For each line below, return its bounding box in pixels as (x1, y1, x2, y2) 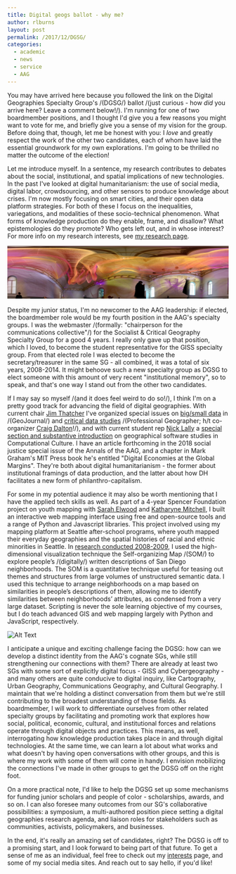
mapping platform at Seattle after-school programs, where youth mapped (7, 527, 220, 536)
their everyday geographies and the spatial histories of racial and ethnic (7, 535, 216, 543)
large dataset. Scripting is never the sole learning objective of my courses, (7, 602, 223, 610)
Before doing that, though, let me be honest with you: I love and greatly (7, 128, 213, 137)
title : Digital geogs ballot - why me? (7, 11, 124, 18)
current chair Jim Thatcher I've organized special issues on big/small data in (7, 409, 228, 417)
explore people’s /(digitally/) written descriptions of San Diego (7, 557, 186, 566)
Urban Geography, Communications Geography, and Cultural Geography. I (7, 681, 223, 690)
